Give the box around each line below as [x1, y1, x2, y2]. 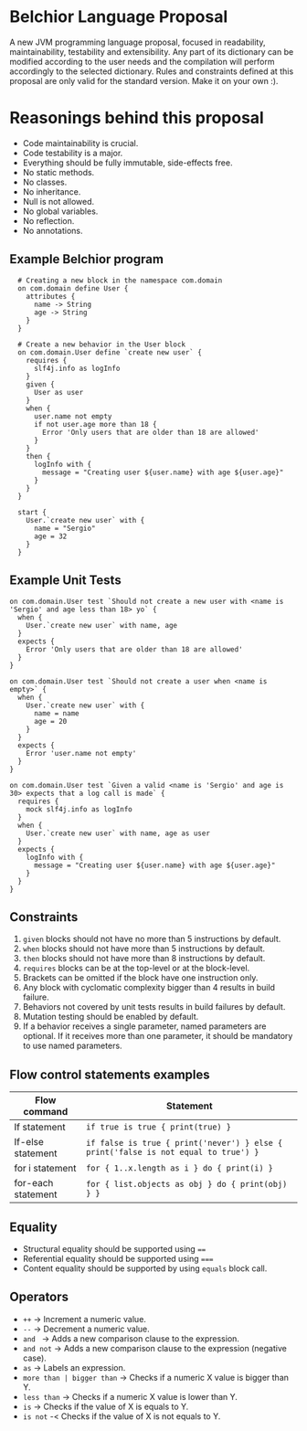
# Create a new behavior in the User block [17, 340, 185, 349]
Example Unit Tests [9, 573, 122, 588]
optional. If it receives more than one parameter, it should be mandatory [22, 1031, 293, 1042]
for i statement [14, 1162, 77, 1175]
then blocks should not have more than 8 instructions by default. [22, 953, 266, 964]
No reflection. [22, 215, 75, 226]
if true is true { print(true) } [85, 1122, 231, 1132]
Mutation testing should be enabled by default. [22, 1012, 199, 1023]
